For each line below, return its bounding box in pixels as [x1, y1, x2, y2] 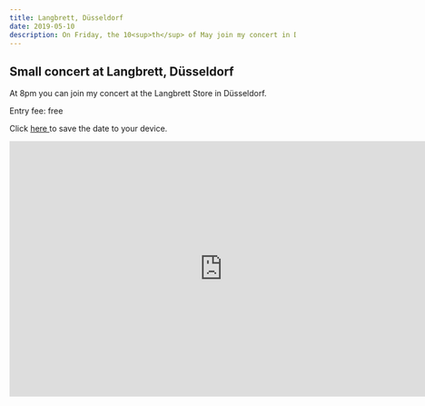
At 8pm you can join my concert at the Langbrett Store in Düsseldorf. [9, 88, 267, 99]
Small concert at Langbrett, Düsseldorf [9, 64, 234, 79]
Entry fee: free [9, 105, 64, 116]
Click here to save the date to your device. [9, 124, 168, 134]
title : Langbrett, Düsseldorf [9, 13, 124, 23]
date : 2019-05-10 [9, 22, 75, 31]
